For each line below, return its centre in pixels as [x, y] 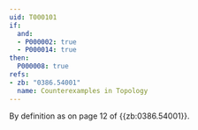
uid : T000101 [33, 17]
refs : [19, 75]
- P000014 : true [47, 50]
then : [19, 58]
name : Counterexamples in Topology [83, 90]
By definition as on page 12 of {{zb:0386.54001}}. [99, 116]
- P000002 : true [47, 42]
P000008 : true [43, 67]
